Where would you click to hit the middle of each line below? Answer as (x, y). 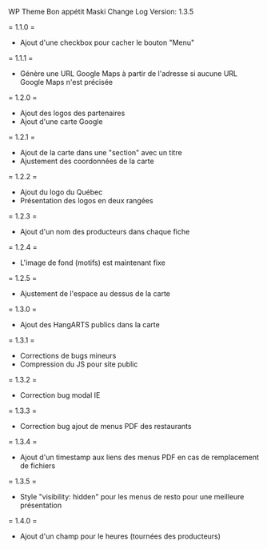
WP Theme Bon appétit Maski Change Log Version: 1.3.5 (101, 12)
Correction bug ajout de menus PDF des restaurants (106, 426)
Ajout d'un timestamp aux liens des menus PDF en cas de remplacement (139, 457)
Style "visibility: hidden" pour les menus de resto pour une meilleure (132, 497)
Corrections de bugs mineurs (68, 356)
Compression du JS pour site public (79, 364)
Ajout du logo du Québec (61, 192)
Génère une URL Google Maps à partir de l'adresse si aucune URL (129, 74)
